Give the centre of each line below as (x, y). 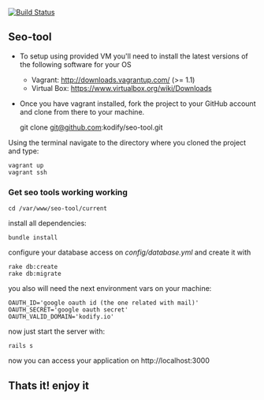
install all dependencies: (47, 223)
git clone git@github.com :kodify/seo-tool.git (91, 127)
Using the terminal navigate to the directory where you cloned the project (127, 142)
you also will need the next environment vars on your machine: (110, 289)
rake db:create (33, 267)
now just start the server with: (56, 331)
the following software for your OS (75, 64)
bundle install (33, 238)
